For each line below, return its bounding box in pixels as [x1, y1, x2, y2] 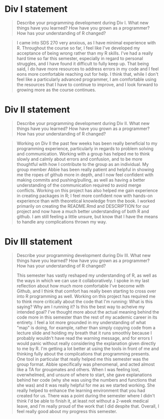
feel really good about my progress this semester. [16, 408, 117, 414]
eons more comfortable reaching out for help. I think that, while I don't [16, 71, 159, 77]
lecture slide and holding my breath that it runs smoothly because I [16, 330, 152, 336]
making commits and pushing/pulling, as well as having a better [16, 177, 145, 183]
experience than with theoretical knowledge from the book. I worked [16, 198, 155, 204]
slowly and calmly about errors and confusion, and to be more [16, 156, 143, 162]
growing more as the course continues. [16, 87, 96, 93]
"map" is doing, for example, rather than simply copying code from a [16, 324, 156, 330]
